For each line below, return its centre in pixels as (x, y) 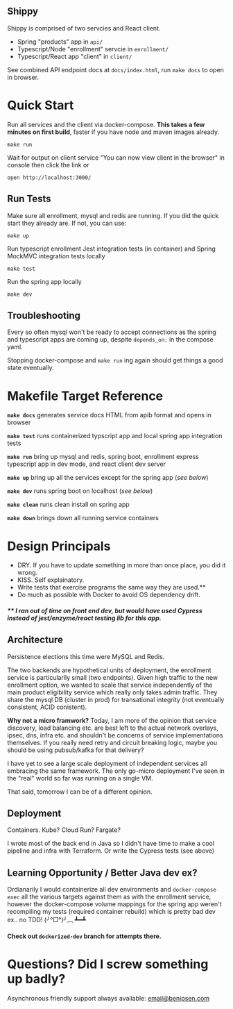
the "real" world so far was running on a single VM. (80, 778)
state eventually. (31, 368)
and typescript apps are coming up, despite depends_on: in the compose (110, 340)
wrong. (27, 573)
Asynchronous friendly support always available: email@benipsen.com (109, 998)
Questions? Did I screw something (108, 964)
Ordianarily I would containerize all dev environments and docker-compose (112, 890)
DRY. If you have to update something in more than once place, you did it (121, 565)
